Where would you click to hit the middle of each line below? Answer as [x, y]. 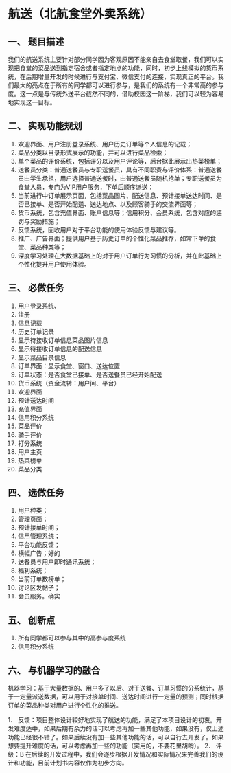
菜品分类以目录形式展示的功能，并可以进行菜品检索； [93, 153]
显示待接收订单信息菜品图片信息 [63, 340]
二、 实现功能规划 [45, 126]
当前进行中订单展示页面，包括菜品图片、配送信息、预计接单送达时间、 [117, 195]
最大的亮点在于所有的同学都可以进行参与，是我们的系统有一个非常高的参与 [119, 85]
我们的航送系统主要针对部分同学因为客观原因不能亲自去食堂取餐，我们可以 [113, 59]
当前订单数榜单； [42, 579]
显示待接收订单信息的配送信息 [60, 348]
